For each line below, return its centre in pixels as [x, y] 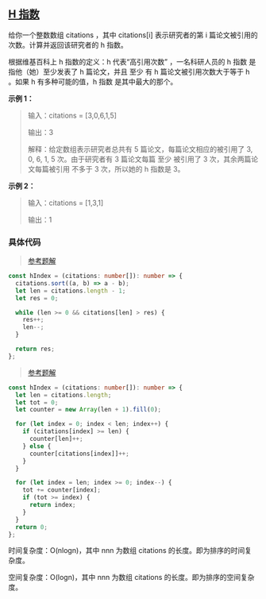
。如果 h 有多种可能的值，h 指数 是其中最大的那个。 [93, 81]
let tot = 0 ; [37, 402]
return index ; [53, 505]
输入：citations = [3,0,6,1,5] [72, 115]
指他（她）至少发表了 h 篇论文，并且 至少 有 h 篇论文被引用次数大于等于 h [129, 71]
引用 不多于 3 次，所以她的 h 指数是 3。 [120, 168]
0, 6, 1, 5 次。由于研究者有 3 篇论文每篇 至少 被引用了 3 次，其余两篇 [139, 159]
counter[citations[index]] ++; [79, 454]
